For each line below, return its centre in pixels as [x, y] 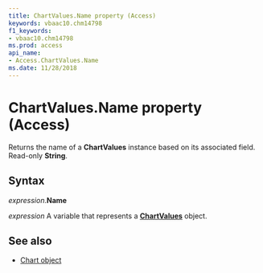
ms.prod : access [35, 46]
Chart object [41, 260]
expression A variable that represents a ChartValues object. [108, 216]
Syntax [27, 181]
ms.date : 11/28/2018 [43, 68]
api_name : [25, 53]
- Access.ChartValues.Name [53, 61]
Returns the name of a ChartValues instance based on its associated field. [132, 147]
